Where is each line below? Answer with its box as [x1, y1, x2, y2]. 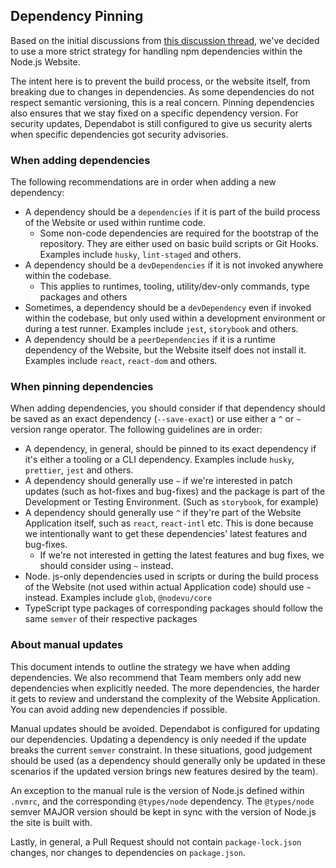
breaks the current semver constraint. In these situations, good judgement [10, 744, 313, 756]
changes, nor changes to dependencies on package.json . [10, 846, 246, 858]
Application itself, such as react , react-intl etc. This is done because [24, 517, 314, 529]
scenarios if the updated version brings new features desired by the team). [10, 765, 319, 777]
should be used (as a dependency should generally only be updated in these [10, 754, 327, 766]
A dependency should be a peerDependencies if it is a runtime [24, 334, 277, 346]
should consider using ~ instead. [39, 560, 174, 572]
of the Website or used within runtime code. [24, 217, 206, 229]
